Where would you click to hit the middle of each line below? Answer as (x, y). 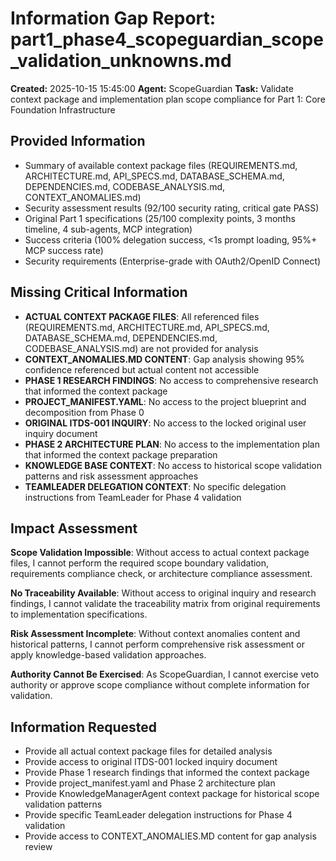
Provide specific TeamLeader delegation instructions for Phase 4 (158, 815)
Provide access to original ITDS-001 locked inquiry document (151, 762)
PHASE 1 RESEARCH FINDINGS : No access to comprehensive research (171, 380)
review (38, 847)
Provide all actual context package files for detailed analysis (148, 751)
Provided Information (78, 141)
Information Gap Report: (113, 18)
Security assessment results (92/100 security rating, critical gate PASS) (172, 208)
